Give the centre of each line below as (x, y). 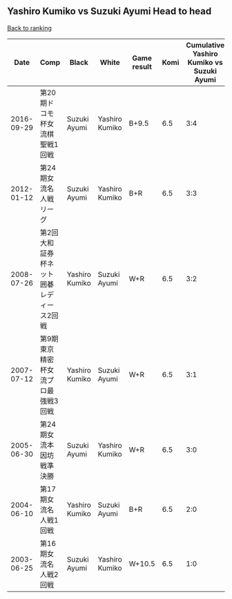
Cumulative (205, 45)
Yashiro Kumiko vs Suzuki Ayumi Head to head (109, 11)
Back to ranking (29, 28)
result (142, 66)
